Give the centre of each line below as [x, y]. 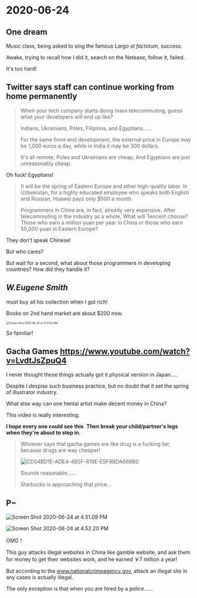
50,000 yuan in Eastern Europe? [59, 229]
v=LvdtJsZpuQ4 [36, 361]
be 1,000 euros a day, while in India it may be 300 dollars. [90, 146]
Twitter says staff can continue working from [90, 87]
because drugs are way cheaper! [60, 451]
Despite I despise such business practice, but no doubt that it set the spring [97, 386]
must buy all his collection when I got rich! [57, 302]
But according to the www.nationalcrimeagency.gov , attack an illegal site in [97, 571]
